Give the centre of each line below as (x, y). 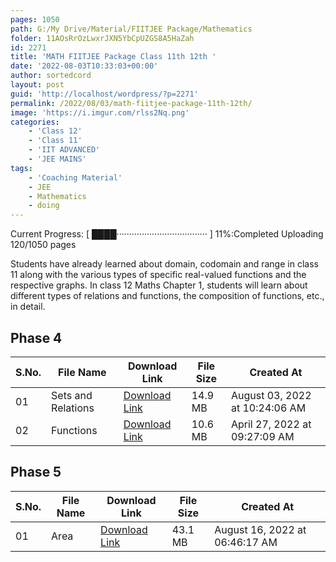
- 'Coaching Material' (75, 177)
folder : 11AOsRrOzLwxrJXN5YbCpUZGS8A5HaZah (102, 38)
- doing (44, 206)
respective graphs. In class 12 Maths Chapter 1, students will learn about (159, 285)
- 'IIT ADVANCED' (64, 150)
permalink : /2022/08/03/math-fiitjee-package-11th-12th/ (131, 103)
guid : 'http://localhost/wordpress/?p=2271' (104, 94)
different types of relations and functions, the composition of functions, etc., (167, 296)
